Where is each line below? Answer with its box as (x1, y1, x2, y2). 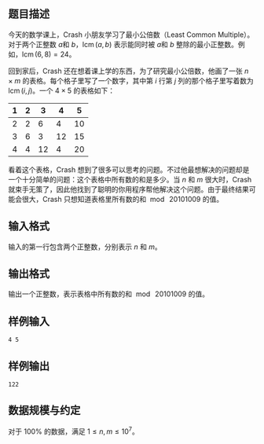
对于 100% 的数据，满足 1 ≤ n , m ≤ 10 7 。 (8, 425, 139, 436)
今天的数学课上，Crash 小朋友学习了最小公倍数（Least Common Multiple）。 (8, 30, 255, 39)
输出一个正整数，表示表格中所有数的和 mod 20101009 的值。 (8, 289, 210, 299)
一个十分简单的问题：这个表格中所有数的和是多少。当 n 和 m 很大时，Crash (8, 174, 252, 184)
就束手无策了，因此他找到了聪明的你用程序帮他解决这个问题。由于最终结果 (8, 184, 249, 194)
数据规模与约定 (8, 404, 81, 417)
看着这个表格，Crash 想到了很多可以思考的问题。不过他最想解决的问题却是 (8, 164, 250, 174)
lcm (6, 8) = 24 (22, 50, 69, 59)
